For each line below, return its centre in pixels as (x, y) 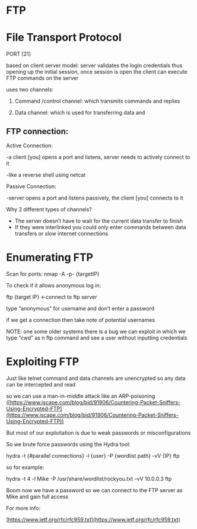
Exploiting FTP (43, 362)
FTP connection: (37, 131)
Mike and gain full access (37, 496)
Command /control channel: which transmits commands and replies (97, 101)
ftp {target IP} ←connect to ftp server (52, 297)
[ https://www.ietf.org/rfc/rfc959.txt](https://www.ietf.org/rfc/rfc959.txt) (93, 520)
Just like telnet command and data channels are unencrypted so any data (96, 378)
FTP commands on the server (42, 78)
